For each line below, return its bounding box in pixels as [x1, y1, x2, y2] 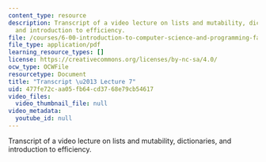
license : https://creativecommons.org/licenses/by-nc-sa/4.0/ [8, 56, 218, 64]
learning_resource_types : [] [8, 48, 104, 56]
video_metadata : [8, 107, 62, 115]
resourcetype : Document [8, 70, 87, 78]
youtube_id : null [15, 115, 73, 122]
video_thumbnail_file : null [15, 100, 108, 107]
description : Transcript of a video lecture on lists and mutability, [8, 19, 246, 27]
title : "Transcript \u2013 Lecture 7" [8, 77, 136, 85]
